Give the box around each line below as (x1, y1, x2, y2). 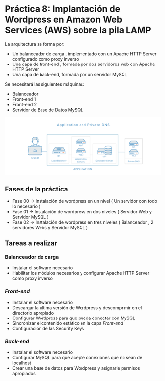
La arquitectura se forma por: (5, 41, 65, 47)
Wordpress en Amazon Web (5, 14, 123, 25)
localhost (12, 360, 31, 366)
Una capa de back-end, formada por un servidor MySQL (12, 71, 127, 77)
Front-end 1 (12, 96, 36, 102)
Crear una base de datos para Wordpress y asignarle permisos (12, 365, 140, 371)
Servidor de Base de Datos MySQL (12, 107, 83, 113)
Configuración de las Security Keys (12, 325, 84, 331)
